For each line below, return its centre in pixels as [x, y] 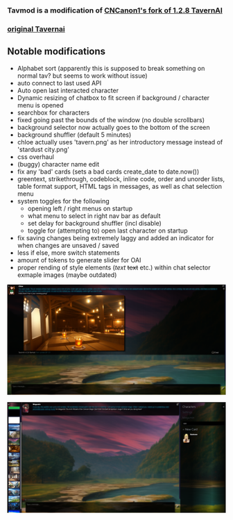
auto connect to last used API [59, 83]
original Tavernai [36, 28]
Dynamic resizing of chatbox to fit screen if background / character [113, 98]
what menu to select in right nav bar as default [94, 216]
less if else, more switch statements [68, 253]
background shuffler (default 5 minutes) [74, 135]
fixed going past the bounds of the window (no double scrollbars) [111, 119]
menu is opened [40, 105]
